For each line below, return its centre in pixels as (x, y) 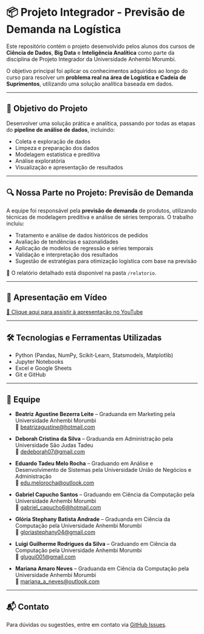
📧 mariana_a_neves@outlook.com (57, 581)
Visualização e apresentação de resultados (69, 167)
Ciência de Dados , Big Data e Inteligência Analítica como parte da (90, 52)
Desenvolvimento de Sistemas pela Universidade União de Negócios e (103, 470)
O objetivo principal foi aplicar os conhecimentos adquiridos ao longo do (97, 70)
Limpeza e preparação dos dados (57, 148)
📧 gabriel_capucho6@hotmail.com (58, 507)
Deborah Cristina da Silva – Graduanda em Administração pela (94, 439)
